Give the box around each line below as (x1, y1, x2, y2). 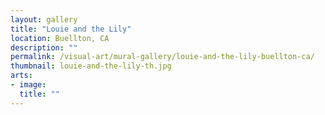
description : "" (10, 42, 78, 53)
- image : (10, 80, 47, 90)
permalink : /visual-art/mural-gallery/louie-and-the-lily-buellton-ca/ (10, 52, 315, 62)
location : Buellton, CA (10, 33, 110, 43)
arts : (10, 71, 33, 81)
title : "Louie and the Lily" (10, 24, 132, 34)
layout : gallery (10, 14, 78, 25)
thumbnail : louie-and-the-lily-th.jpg (10, 61, 172, 71)
